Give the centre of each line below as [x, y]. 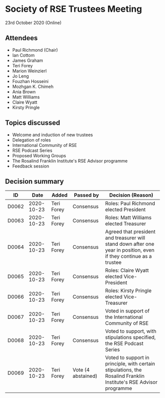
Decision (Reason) [131, 195]
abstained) [85, 376]
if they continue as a [128, 256]
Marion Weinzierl [29, 71]
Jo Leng [21, 76]
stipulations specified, [130, 338]
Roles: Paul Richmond [130, 203]
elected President [125, 210]
